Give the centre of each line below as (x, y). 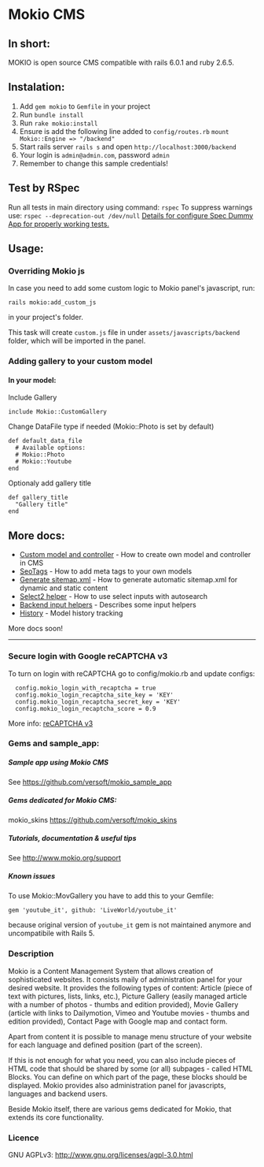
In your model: (32, 380)
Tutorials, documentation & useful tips (72, 838)
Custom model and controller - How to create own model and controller (135, 555)
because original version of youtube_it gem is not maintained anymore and (130, 925)
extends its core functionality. (56, 1117)
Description (31, 953)
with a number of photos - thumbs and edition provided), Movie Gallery (123, 1004)
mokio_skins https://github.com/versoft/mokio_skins (93, 820)
